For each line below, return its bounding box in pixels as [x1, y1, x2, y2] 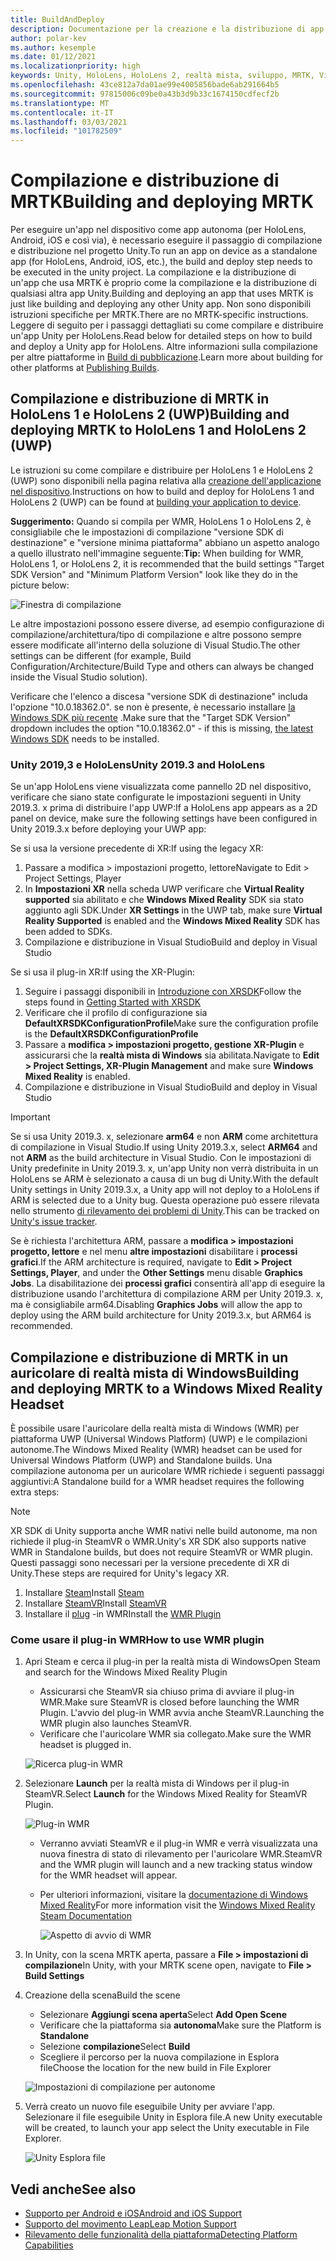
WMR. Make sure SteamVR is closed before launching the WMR [39, 1696, 300, 1708]
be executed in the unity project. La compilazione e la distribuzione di [10, 266, 297, 278]
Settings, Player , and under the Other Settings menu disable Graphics [10, 1267, 303, 1279]
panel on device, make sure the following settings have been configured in [10, 812, 318, 825]
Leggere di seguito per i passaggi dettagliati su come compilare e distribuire [10, 319, 324, 331]
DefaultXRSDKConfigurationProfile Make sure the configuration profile [24, 1017, 319, 1030]
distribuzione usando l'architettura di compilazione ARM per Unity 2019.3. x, [10, 1288, 324, 1300]
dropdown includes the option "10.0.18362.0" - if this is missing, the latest [10, 722, 314, 734]
